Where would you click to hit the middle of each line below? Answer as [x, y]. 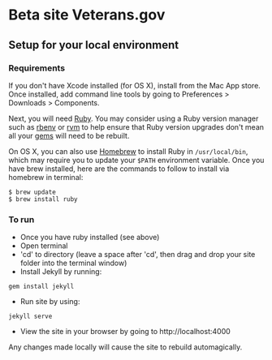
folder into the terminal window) [73, 263]
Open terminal [44, 246]
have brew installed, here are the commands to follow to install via [119, 169]
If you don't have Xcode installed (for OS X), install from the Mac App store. [135, 85]
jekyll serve [30, 317]
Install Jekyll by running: [61, 272]
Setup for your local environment [94, 45]
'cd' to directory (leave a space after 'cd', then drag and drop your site [138, 255]
